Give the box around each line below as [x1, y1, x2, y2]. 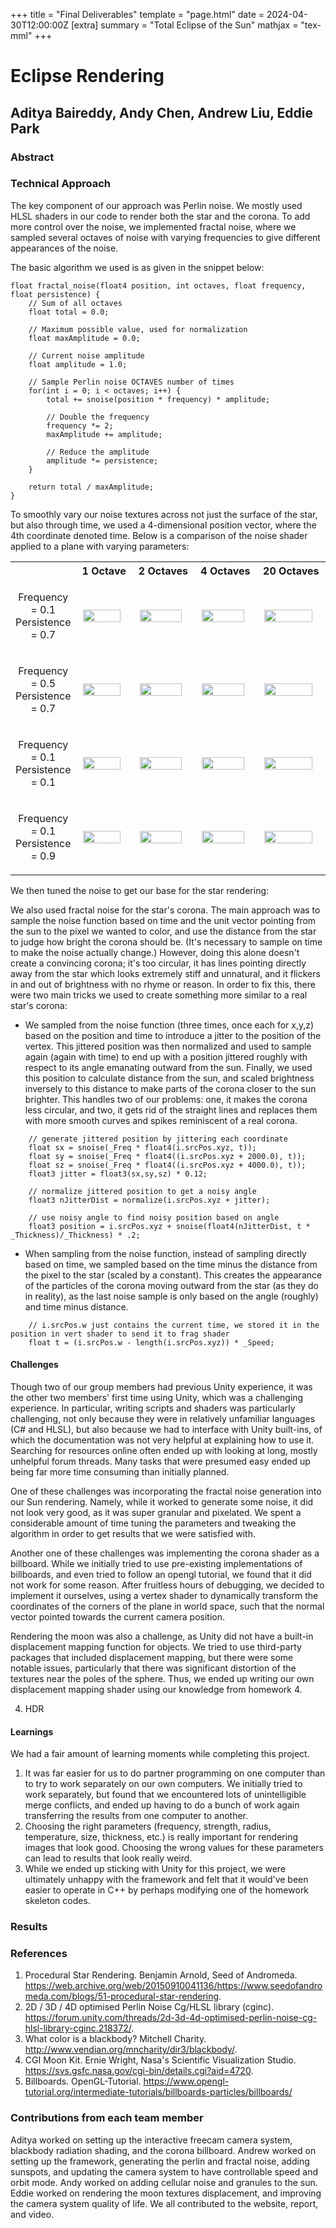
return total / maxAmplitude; [28, 482, 155, 492]
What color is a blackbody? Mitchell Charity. [24, 2033, 207, 2045]
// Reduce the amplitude [46, 447, 150, 457]
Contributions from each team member [10, 2111, 204, 2125]
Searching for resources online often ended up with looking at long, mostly [10, 1445, 318, 1456]
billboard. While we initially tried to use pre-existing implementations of [10, 1558, 303, 1569]
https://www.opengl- [143, 2075, 230, 2088]
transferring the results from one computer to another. [24, 1810, 249, 1822]
